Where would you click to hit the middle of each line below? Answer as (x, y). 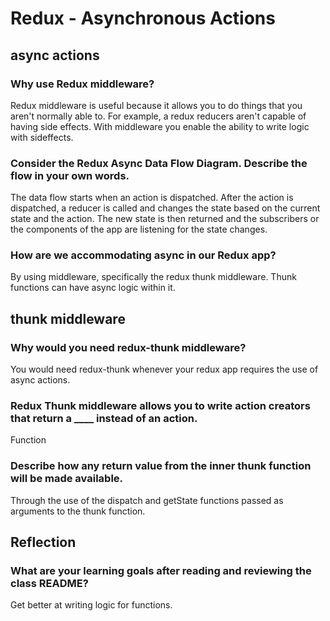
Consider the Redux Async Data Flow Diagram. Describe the (159, 163)
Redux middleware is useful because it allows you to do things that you (156, 105)
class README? (49, 584)
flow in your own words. (70, 175)
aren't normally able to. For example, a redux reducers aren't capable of (158, 116)
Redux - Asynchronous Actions (143, 18)
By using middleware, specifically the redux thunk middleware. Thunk (153, 277)
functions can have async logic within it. (93, 288)
